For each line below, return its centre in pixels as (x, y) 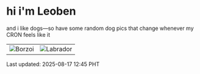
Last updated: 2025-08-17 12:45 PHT (53, 64)
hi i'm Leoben (41, 11)
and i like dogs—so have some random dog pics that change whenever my (100, 28)
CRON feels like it (28, 34)
